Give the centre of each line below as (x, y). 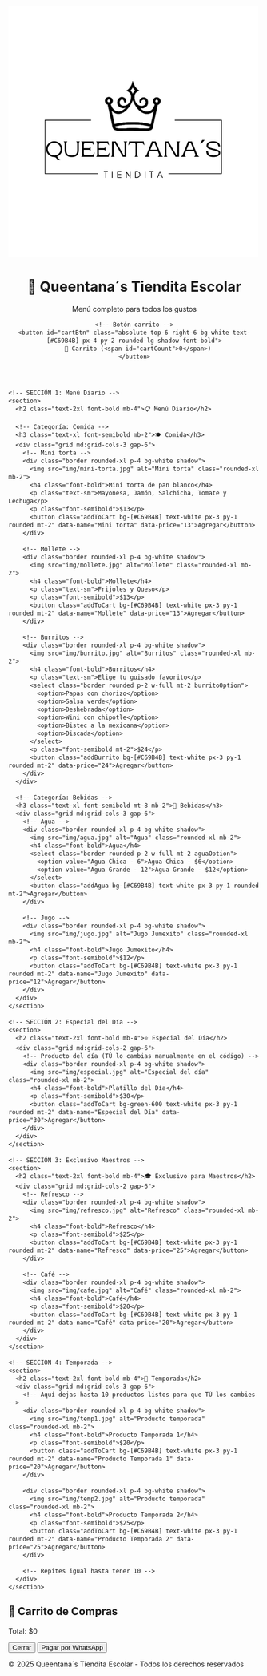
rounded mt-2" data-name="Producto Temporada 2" (91, 1539)
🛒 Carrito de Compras (63, 1611)
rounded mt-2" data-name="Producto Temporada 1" (91, 1459)
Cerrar (22, 1648)
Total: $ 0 (23, 1631)
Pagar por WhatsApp (72, 1648)
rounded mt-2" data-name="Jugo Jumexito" (78, 974)
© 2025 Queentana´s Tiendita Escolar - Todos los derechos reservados (126, 1664)
